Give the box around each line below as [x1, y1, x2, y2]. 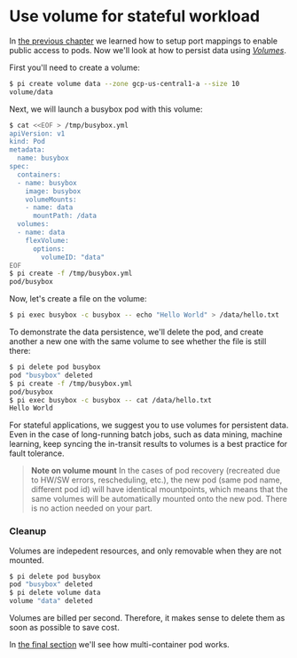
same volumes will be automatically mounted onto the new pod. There [30, 494, 288, 505]
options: [32, 244, 66, 254]
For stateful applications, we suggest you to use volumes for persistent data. [9, 419, 289, 431]
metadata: [9, 145, 46, 154]
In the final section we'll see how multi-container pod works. [9, 639, 231, 650]
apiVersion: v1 [9, 129, 66, 138]
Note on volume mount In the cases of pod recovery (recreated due [30, 466, 281, 476]
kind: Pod [9, 137, 46, 146]
